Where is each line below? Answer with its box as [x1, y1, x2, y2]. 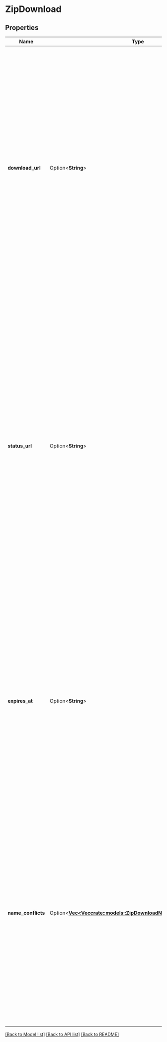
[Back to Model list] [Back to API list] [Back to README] [5, 1032, 119, 1037]
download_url [7, 165, 41, 171]
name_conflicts [7, 909, 45, 916]
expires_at [7, 697, 33, 704]
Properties [5, 23, 39, 32]
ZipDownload [5, 3, 62, 15]
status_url [7, 442, 32, 449]
